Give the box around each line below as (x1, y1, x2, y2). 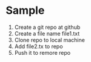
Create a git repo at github (14, 23, 81, 31)
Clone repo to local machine (14, 36, 86, 43)
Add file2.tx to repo (14, 43, 63, 50)
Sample (5, 4, 45, 17)
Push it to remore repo (14, 49, 71, 56)
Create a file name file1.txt (14, 29, 80, 37)
